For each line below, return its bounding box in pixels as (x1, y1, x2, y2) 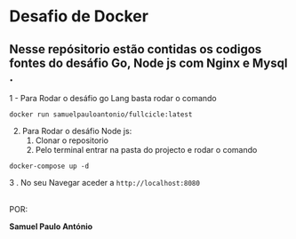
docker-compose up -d (9, 162, 90, 171)
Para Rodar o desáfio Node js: (21, 126, 132, 136)
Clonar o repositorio (35, 135, 109, 146)
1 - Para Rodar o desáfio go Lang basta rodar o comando (9, 93, 218, 103)
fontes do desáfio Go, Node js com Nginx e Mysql (9, 55, 288, 70)
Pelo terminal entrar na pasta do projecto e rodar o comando (35, 145, 258, 155)
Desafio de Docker (9, 6, 149, 27)
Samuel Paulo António (9, 221, 93, 232)
